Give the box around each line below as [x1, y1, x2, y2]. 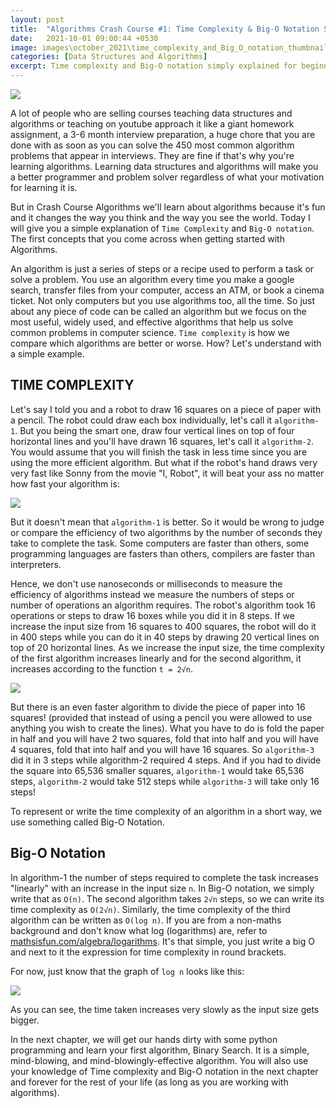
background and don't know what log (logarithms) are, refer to [10, 924, 268, 936]
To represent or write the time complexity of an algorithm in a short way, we [10, 805, 323, 817]
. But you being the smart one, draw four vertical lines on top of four [14, 424, 295, 436]
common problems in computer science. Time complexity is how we [10, 327, 290, 338]
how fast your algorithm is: [10, 477, 120, 490]
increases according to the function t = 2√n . [10, 662, 193, 675]
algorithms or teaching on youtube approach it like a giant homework [10, 118, 295, 130]
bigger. [10, 1014, 40, 1026]
